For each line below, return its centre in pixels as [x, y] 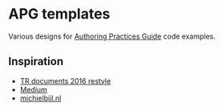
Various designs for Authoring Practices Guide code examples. [112, 36]
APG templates [59, 14]
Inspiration [36, 62]
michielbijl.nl [41, 98]
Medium [34, 89]
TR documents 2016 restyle [65, 80]
